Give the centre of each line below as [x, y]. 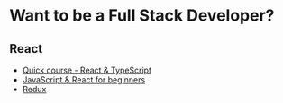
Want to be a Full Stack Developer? [142, 16]
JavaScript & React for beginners [84, 80]
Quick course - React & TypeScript [87, 70]
